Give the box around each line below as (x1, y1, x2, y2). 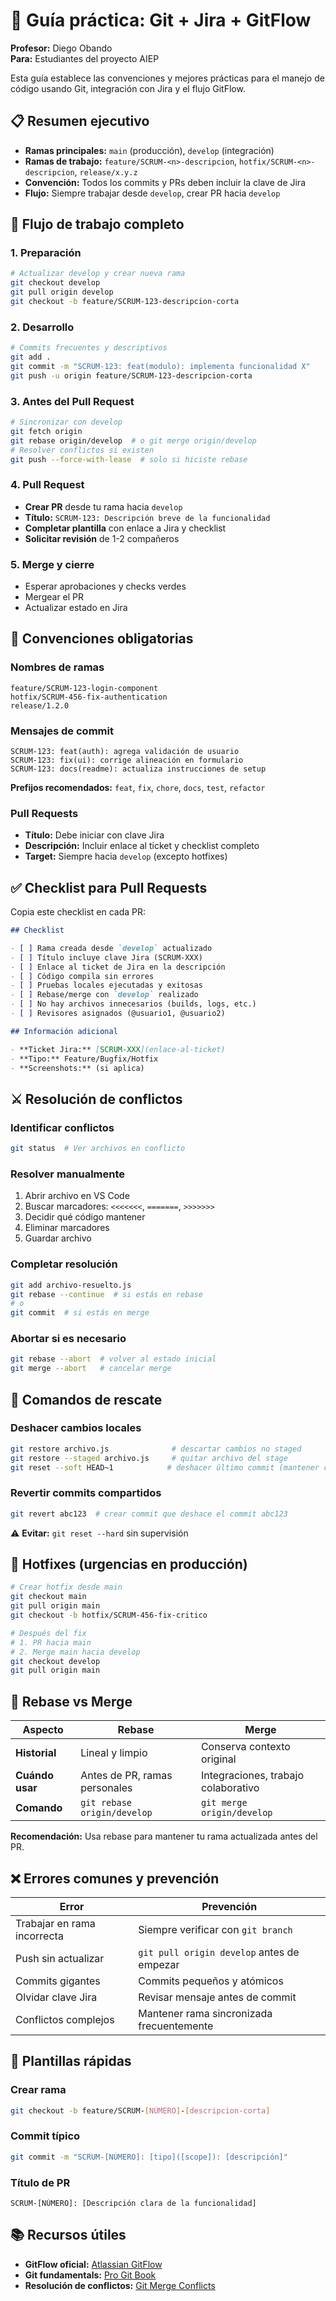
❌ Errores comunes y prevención (10, 1870, 220, 1887)
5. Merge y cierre (10, 557, 95, 571)
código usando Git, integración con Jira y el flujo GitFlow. (10, 82, 246, 94)
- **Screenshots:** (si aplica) (10, 1063, 145, 1073)
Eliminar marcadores (24, 1222, 110, 1234)
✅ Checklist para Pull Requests (10, 879, 208, 896)
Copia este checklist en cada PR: (10, 906, 147, 918)
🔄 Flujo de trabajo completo (10, 216, 185, 233)
